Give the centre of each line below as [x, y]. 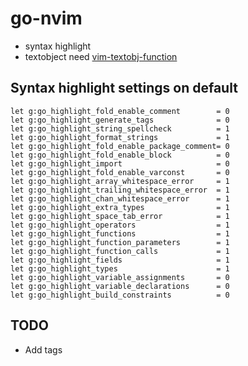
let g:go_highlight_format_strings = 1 [120, 137]
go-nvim [46, 18]
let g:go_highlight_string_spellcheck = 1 [120, 128]
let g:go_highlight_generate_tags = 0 [120, 120]
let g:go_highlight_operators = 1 [120, 225]
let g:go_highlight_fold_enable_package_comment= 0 [120, 146]
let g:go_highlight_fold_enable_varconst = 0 [120, 172]
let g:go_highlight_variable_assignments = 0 [120, 277]
